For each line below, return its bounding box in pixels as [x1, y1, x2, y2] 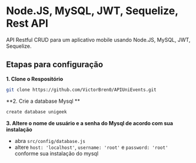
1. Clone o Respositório [6, 75, 64, 82]
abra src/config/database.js [14, 137, 85, 144]
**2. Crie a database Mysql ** [6, 97, 81, 105]
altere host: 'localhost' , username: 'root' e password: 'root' [14, 144, 168, 151]
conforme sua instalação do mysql [14, 149, 99, 157]
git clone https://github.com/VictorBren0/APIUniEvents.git [6, 87, 157, 93]
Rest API [6, 17, 49, 30]
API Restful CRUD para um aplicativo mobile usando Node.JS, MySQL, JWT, [6, 36, 191, 43]
